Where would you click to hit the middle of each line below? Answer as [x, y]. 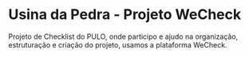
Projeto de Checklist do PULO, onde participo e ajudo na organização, [123, 36]
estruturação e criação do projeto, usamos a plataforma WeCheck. [118, 44]
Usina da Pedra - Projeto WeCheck [125, 15]
